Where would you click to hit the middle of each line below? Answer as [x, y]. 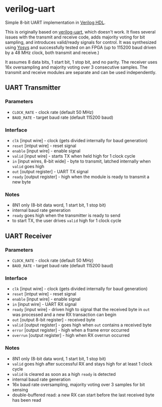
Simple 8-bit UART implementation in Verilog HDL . [55, 22]
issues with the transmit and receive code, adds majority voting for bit [75, 37]
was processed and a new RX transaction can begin [64, 314]
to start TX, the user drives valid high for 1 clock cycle [67, 221]
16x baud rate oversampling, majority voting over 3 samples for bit [78, 384]
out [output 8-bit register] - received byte [54, 320]
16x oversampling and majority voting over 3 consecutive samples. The [76, 67]
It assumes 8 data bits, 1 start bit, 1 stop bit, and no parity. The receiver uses [81, 62]
